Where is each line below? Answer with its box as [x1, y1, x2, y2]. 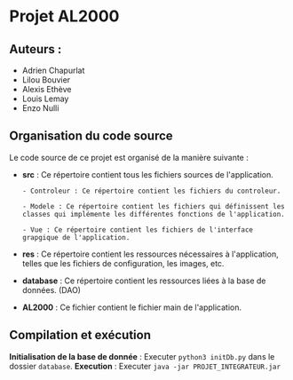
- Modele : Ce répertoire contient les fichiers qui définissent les [21, 202, 286, 210]
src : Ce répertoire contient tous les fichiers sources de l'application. [21, 169, 273, 179]
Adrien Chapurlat [21, 65, 85, 75]
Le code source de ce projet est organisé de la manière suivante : [9, 152, 249, 162]
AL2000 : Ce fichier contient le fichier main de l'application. [21, 302, 242, 313]
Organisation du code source [9, 129, 173, 144]
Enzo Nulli [21, 103, 59, 113]
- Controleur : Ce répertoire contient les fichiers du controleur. [21, 186, 281, 195]
